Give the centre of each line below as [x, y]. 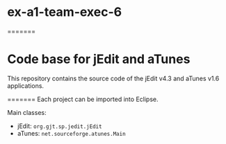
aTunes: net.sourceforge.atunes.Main [72, 133]
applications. [25, 85]
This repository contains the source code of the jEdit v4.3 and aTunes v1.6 [113, 78]
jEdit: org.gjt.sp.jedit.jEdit [59, 126]
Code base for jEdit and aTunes [99, 59]
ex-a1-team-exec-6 [65, 12]
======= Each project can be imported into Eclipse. [83, 99]
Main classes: [27, 112]
